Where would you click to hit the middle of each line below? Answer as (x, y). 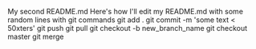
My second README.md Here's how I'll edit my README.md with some (126, 11)
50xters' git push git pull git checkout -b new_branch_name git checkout (128, 28)
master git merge (36, 36)
